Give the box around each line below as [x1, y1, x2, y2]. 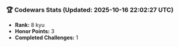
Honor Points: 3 [14, 28, 55, 35]
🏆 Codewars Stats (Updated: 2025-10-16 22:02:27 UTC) [6, 5, 174, 14]
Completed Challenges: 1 [14, 34, 78, 41]
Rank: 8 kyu [14, 21, 45, 29]
